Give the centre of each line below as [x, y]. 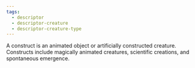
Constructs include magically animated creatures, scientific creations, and [98, 52]
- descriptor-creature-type [47, 29]
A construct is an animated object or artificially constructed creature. [91, 46]
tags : [13, 12]
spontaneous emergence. [38, 58]
